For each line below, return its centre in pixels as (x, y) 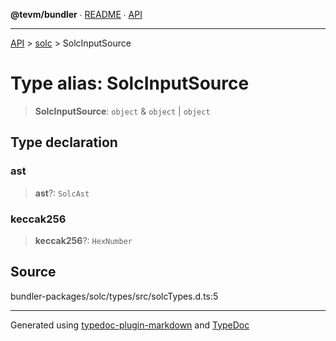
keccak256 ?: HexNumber (83, 240)
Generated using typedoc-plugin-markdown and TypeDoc (130, 325)
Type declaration (64, 142)
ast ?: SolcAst (62, 193)
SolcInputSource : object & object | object (122, 111)
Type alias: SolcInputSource (130, 83)
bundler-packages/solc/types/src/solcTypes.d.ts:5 (114, 296)
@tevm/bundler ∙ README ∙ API (76, 14)
